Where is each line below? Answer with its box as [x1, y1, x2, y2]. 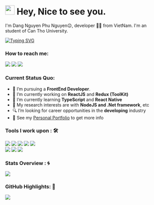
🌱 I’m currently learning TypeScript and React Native [12, 96, 122, 102]
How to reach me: [5, 50, 49, 57]
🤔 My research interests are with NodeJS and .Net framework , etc [12, 101, 150, 107]
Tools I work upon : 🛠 [5, 127, 58, 134]
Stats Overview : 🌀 [5, 159, 50, 166]
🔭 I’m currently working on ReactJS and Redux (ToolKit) [12, 91, 129, 97]
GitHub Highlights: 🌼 [5, 183, 56, 190]
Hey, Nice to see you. [16, 6, 106, 17]
